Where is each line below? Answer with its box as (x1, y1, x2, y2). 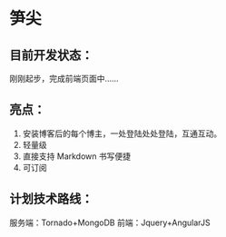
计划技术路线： (9, 192, 93, 207)
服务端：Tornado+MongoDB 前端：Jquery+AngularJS (9, 217, 211, 228)
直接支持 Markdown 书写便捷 (22, 151, 132, 162)
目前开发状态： (9, 47, 93, 63)
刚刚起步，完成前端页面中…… (9, 74, 120, 84)
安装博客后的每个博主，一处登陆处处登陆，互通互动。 (22, 128, 222, 139)
